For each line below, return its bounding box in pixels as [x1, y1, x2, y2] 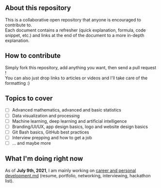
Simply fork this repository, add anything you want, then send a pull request [5, 64, 157, 70]
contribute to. [5, 22, 32, 28]
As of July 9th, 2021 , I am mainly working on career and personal [5, 168, 136, 173]
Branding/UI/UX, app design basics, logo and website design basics [12, 124, 148, 130]
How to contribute [5, 52, 61, 60]
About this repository [5, 4, 71, 12]
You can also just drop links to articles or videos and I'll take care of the [5, 75, 148, 81]
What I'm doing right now [5, 154, 83, 163]
